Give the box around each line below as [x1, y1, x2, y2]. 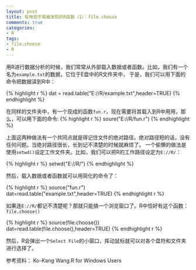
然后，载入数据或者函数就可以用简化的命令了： [6, 172, 118, 179]
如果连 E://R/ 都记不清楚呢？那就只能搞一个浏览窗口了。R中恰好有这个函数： [6, 202, 188, 209]
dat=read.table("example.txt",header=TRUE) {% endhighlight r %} [6, 190, 164, 197]
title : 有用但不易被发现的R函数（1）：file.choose [6, 14, 117, 20]
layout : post [6, 8, 38, 15]
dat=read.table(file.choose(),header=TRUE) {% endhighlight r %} [6, 225, 163, 232]
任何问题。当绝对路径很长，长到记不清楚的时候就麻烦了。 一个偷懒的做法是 [6, 141, 187, 148]
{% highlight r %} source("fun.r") [6, 184, 86, 191]
